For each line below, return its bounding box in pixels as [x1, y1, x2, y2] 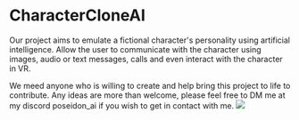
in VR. [9, 63, 31, 74]
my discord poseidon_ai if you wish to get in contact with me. [9, 100, 235, 111]
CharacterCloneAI [9, 5, 145, 26]
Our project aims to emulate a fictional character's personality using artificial [9, 35, 290, 45]
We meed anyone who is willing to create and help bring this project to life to [9, 80, 291, 91]
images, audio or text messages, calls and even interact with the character [9, 53, 283, 64]
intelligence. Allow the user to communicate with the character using [9, 44, 262, 54]
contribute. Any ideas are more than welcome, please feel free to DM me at [9, 90, 286, 100]
